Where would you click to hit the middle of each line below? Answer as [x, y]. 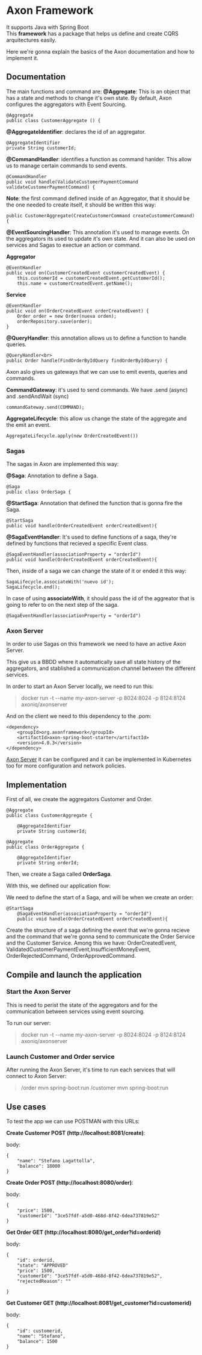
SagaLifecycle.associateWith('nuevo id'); [60, 582]
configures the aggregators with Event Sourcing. [66, 104]
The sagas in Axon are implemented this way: [63, 464]
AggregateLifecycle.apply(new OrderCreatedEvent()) [72, 436]
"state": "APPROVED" [43, 1265]
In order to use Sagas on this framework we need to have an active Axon [96, 644]
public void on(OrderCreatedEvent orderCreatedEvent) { [78, 311]
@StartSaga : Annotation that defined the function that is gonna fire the [94, 503]
